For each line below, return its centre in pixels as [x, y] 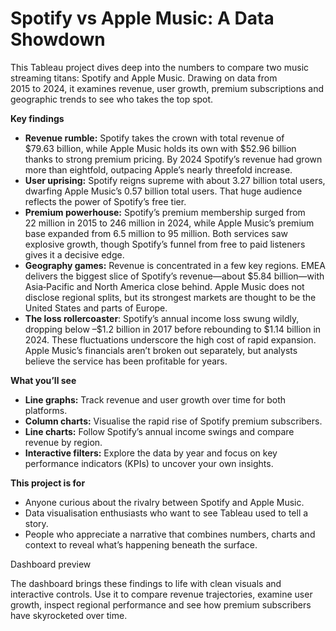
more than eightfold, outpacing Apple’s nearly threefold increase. [158, 169]
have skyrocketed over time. [69, 615]
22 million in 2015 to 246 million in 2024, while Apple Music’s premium [169, 223]
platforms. [46, 410]
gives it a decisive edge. [74, 254]
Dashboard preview [51, 564]
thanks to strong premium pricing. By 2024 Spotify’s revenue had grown [173, 159]
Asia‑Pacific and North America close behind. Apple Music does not [164, 286]
